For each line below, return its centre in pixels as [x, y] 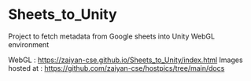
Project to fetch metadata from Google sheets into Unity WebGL [111, 36]
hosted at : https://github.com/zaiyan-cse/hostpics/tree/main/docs [116, 68]
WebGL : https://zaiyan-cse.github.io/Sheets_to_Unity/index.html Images [125, 60]
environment [29, 44]
